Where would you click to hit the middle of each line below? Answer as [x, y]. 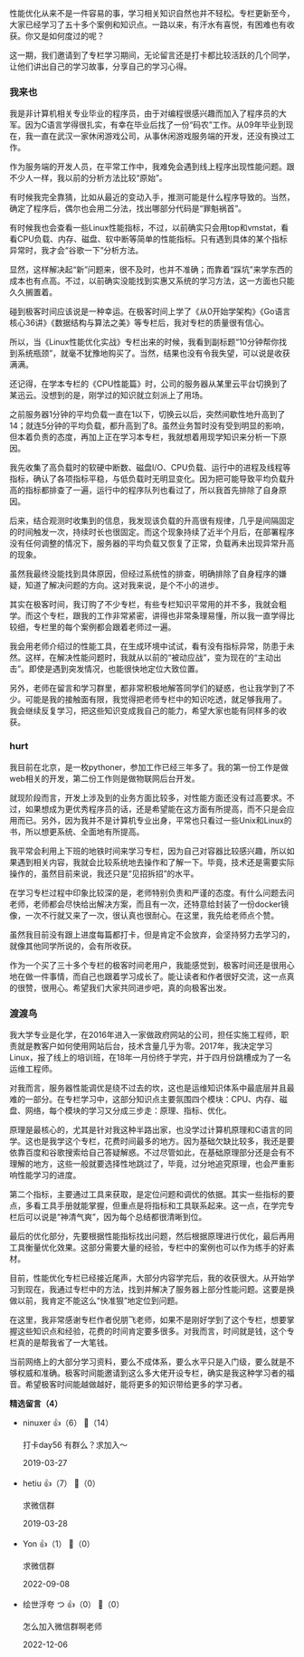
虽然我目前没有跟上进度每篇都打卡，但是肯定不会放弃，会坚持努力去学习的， [152, 934]
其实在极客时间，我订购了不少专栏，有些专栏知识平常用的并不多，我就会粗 [148, 605]
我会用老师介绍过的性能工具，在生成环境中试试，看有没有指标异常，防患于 [148, 646]
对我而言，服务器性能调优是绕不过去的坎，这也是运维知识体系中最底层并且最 [152, 1088]
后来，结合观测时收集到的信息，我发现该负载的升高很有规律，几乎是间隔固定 [152, 521]
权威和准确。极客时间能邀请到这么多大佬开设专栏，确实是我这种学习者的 [152, 1373]
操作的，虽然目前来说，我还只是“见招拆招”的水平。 [104, 873]
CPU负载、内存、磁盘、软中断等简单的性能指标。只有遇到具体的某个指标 [152, 239]
